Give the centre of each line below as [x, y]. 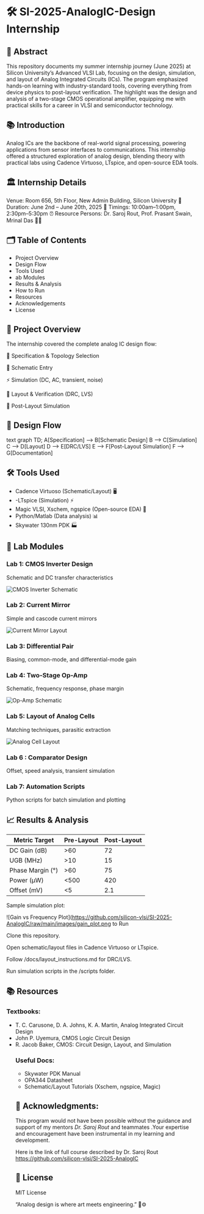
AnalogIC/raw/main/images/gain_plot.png [59, 924]
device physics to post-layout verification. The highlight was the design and [102, 92]
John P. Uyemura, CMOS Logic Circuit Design [73, 1038]
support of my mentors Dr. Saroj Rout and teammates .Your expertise [102, 1127]
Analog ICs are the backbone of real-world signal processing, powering [96, 143]
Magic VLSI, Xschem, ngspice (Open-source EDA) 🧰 [81, 509]
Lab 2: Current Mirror [38, 605]
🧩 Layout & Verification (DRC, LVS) [50, 394]
